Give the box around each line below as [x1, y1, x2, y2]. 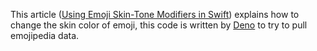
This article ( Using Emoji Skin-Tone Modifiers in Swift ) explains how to [10, 9, 300, 20]
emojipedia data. [10, 30, 80, 41]
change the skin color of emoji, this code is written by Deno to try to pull [10, 19, 308, 31]
